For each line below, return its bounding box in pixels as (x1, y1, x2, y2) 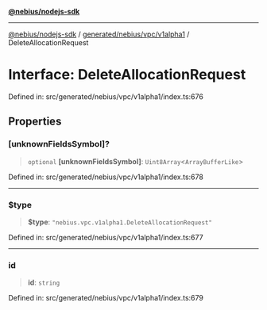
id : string (27, 277, 60, 288)
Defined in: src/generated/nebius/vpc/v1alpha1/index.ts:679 (8, 293, 204, 303)
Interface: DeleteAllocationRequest (8, 66, 246, 84)
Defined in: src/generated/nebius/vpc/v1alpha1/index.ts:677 (8, 232, 204, 242)
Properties (8, 115, 62, 128)
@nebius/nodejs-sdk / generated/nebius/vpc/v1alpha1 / (8, 29, 190, 39)
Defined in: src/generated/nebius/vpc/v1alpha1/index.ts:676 (8, 91, 204, 101)
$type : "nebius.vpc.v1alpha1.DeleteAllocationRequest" (27, 217, 213, 227)
